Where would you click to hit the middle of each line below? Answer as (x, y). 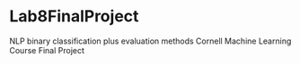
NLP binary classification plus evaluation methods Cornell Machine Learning (150, 41)
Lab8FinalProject (74, 16)
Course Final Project (47, 50)
